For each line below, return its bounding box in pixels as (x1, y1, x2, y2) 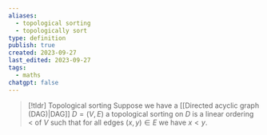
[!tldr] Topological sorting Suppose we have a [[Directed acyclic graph (27, 101, 260, 110)
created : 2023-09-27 (8, 49, 78, 57)
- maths (15, 71, 42, 79)
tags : (8, 64, 26, 72)
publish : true (8, 42, 56, 50)
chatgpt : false (8, 78, 59, 86)
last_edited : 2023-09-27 (8, 57, 91, 65)
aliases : (8, 11, 38, 20)
